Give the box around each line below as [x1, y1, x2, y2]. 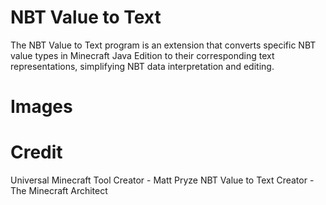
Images [10, 96, 73, 118]
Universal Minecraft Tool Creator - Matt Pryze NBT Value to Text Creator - [10, 174, 315, 186]
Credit [10, 141, 63, 164]
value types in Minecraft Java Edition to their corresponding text [10, 49, 275, 61]
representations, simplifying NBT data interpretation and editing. [10, 60, 275, 72]
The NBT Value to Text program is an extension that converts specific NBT [10, 39, 317, 51]
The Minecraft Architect [10, 185, 108, 197]
